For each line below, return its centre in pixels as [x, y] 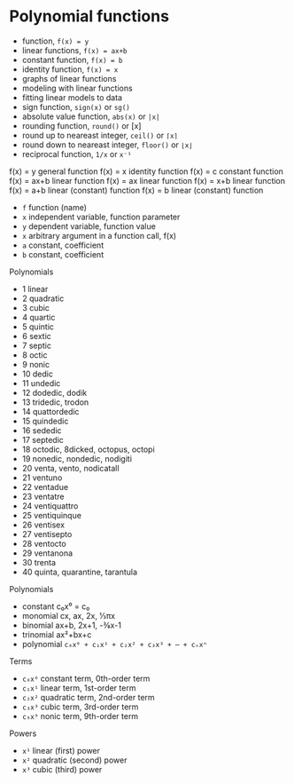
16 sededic [42, 430]
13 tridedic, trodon [55, 402]
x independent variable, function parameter [101, 217]
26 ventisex [43, 525]
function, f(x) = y [55, 41]
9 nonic [36, 364]
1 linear [35, 289]
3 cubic [36, 307]
